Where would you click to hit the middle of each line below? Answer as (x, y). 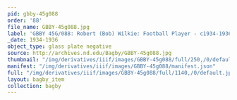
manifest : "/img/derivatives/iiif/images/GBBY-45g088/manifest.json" (112, 66)
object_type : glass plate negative (60, 46)
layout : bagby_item (36, 79)
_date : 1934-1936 (33, 40)
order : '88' (25, 20)
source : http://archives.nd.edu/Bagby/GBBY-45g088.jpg (90, 54)
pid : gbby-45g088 (33, 14)
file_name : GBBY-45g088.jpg (49, 27)
